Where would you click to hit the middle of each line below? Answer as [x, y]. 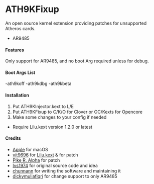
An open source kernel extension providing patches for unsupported [76, 23]
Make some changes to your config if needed [59, 117]
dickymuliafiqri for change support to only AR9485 [65, 176]
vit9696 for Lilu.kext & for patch [45, 155]
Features [15, 50]
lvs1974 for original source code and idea [55, 165]
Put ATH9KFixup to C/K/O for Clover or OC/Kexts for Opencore [78, 112]
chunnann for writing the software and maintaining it [67, 171]
